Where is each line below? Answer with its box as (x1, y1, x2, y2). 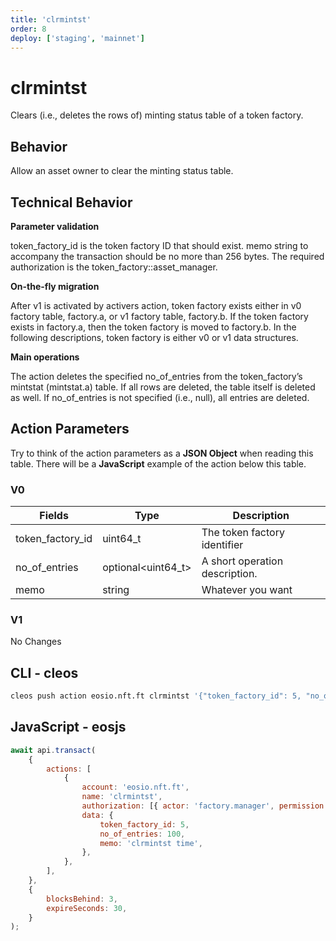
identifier (201, 538, 244, 552)
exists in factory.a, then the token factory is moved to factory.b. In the (10, 321, 297, 333)
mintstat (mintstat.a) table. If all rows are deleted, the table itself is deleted (10, 381, 316, 393)
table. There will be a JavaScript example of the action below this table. (10, 457, 307, 470)
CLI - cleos (10, 664, 79, 681)
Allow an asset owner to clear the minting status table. (10, 165, 234, 177)
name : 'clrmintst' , (81, 792, 163, 802)
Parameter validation (10, 220, 100, 232)
